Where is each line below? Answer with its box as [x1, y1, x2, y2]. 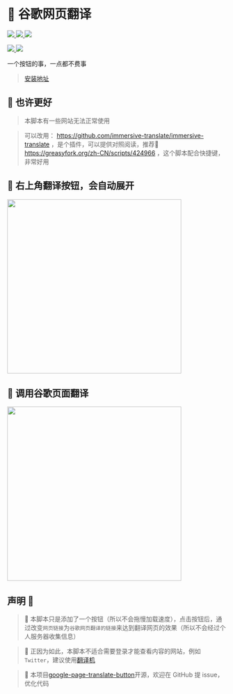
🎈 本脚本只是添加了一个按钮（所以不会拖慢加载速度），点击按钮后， [24, 615, 216, 624]
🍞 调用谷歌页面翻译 [7, 387, 89, 399]
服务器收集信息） [30, 632, 80, 641]
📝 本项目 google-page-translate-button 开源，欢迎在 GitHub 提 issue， [24, 670, 224, 679]
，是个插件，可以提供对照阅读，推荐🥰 [51, 140, 159, 148]
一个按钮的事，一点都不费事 [7, 59, 87, 68]
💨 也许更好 [7, 97, 52, 109]
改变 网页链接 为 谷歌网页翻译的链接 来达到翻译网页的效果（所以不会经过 [30, 624, 220, 632]
